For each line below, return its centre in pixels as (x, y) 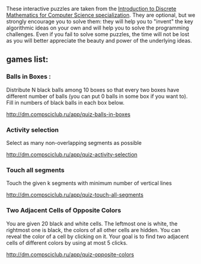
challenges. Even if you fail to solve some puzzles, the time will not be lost (98, 34)
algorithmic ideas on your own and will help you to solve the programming (97, 28)
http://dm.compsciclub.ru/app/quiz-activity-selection (72, 154)
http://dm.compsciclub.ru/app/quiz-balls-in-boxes (68, 114)
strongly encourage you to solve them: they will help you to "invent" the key (100, 21)
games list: (27, 60)
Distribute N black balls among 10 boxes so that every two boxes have (93, 90)
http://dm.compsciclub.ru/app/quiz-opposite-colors (70, 254)
